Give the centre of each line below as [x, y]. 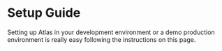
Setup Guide [44, 13]
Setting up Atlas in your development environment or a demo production [111, 32]
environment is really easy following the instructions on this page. [102, 39]
